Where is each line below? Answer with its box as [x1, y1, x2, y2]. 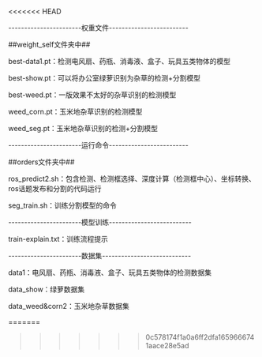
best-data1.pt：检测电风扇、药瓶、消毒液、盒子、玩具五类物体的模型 [8, 57, 231, 66]
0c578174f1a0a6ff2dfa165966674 [145, 333, 255, 342]
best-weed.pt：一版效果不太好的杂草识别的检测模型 [8, 90, 177, 100]
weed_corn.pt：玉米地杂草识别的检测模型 [8, 107, 143, 116]
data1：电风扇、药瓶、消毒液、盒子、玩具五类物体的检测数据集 [8, 268, 212, 277]
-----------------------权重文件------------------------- [8, 23, 189, 32]
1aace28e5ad [145, 341, 189, 350]
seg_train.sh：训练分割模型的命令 [8, 201, 117, 210]
